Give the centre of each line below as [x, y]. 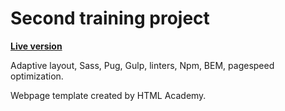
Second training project [110, 18]
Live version [36, 46]
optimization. [37, 76]
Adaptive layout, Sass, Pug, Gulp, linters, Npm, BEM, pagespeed [142, 65]
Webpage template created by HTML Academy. [108, 95]
